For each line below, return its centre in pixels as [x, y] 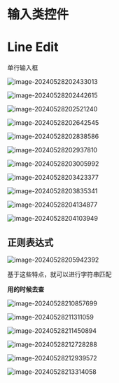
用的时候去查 [26, 289]
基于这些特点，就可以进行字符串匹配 [59, 274]
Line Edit [33, 47]
